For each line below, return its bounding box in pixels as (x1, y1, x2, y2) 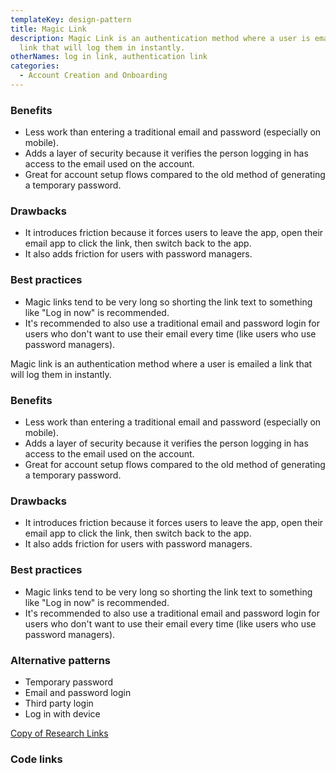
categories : (10, 61, 60, 71)
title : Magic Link (10, 24, 87, 34)
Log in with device (24, 707, 101, 720)
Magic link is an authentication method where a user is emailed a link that (10, 357, 313, 370)
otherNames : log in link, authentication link (10, 52, 208, 62)
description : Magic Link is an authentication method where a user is (10, 33, 311, 43)
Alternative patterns (10, 653, 111, 667)
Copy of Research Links (10, 727, 109, 739)
